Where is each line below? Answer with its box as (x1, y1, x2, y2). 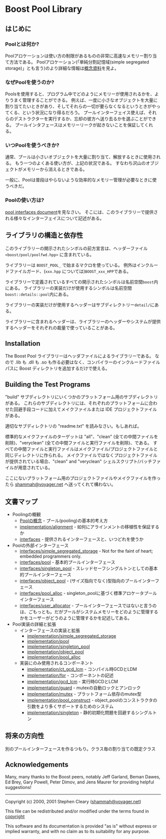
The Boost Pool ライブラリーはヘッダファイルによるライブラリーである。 (5, 353, 154, 359)
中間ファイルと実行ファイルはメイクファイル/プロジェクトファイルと (18, 446, 158, 452)
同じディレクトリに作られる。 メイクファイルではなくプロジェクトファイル (5, 452, 158, 458)
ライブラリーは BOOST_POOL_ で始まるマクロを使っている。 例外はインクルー (5, 262, 158, 268)
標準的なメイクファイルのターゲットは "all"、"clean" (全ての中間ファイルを (5, 434, 159, 440)
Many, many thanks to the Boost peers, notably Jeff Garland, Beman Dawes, (5, 774, 161, 779)
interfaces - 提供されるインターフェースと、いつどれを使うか (19, 536, 144, 542)
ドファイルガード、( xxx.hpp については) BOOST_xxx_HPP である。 (5, 268, 131, 274)
